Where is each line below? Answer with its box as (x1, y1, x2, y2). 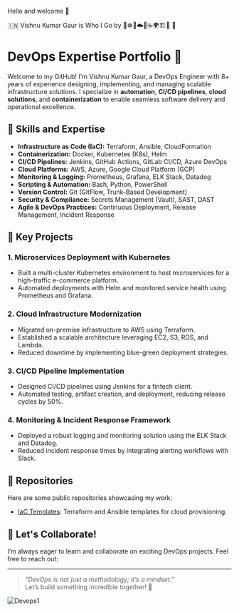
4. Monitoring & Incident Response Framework (7, 414, 171, 424)
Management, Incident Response (17, 210, 115, 219)
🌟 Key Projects (7, 231, 73, 243)
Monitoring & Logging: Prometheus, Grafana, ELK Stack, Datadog (17, 172, 211, 181)
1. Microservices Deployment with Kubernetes (7, 253, 171, 262)
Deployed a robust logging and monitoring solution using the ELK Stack (17, 432, 227, 440)
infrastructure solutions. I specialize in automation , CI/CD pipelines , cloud (7, 87, 226, 96)
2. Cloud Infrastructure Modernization (7, 309, 142, 319)
